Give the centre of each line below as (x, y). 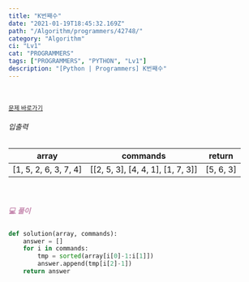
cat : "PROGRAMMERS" (41, 53)
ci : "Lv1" (25, 46)
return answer (47, 271)
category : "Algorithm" (47, 38)
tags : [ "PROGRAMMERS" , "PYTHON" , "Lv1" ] (78, 62)
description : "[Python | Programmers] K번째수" (88, 69)
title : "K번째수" (35, 16)
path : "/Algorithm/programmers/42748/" (76, 31)
